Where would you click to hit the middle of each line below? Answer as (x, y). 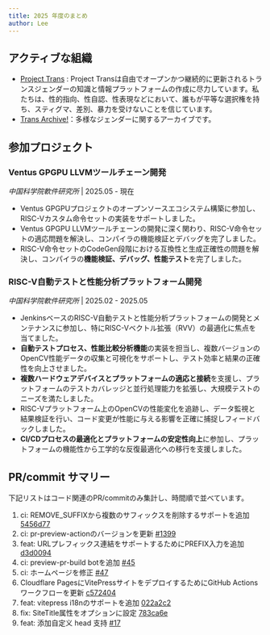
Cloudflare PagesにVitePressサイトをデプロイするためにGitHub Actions (139, 583)
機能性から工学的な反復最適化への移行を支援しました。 (154, 449)
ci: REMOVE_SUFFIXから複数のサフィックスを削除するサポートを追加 (135, 515)
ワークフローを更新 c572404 (68, 593)
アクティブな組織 (50, 58)
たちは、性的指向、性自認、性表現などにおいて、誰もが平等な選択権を (136, 99)
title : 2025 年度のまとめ (48, 16)
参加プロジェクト (51, 147)
